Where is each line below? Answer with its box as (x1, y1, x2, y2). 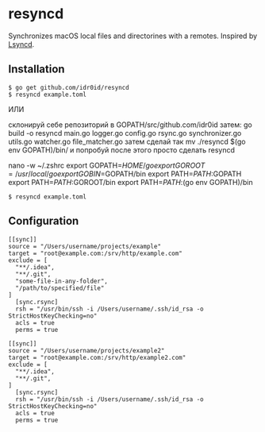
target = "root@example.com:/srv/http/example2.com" (8, 353, 186, 361)
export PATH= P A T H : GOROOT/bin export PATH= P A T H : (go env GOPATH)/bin (8, 177, 253, 187)
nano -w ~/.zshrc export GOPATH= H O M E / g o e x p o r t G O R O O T (8, 160, 205, 170)
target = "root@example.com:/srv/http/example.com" (8, 249, 182, 257)
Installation (8, 63, 65, 76)
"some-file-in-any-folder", (15, 277, 109, 285)
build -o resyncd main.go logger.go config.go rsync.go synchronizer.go (8, 128, 242, 137)
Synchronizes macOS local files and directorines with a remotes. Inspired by (8, 31, 258, 40)
